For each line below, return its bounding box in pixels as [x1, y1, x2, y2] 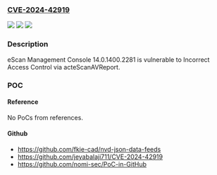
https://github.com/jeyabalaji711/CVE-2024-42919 [17, 153, 163, 161]
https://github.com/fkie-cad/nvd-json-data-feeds [17, 145, 161, 153]
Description [7, 39, 49, 49]
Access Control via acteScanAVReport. [7, 63, 120, 71]
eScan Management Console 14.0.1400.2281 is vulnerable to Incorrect [7, 55, 210, 64]
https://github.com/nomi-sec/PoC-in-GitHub [17, 160, 147, 168]
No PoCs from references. [7, 113, 83, 122]
